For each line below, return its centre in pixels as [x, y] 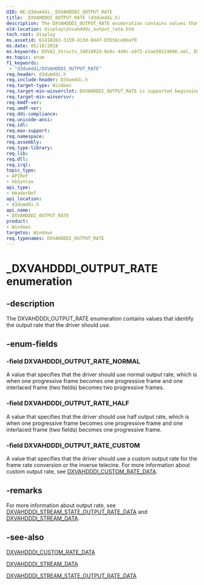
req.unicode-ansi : [29, 119]
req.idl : [17, 125]
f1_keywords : [23, 63]
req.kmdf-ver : [24, 102]
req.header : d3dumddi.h [36, 74]
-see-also [25, 537]
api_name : [19, 210]
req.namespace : [25, 137]
